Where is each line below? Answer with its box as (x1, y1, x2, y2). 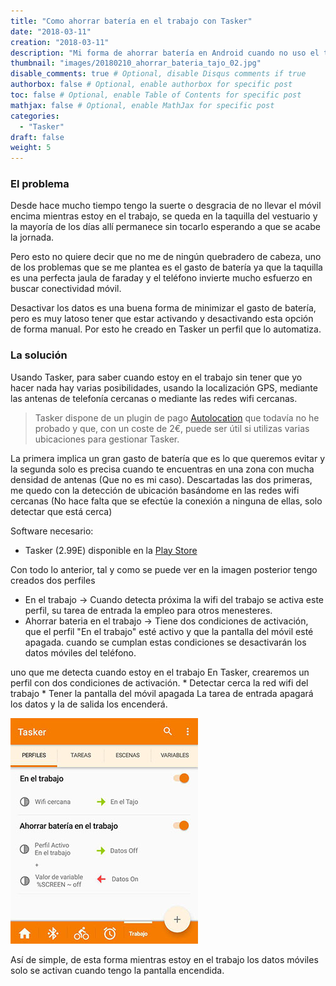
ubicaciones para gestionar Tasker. (34, 433, 180, 445)
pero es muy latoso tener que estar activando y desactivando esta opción (10, 313, 314, 325)
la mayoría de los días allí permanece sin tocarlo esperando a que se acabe (10, 221, 321, 233)
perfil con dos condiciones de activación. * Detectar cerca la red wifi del (10, 676, 309, 689)
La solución (10, 348, 68, 362)
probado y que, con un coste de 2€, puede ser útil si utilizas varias (34, 422, 310, 434)
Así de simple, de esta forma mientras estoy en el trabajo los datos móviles (10, 953, 319, 965)
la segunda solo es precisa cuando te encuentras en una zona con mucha (10, 463, 315, 475)
